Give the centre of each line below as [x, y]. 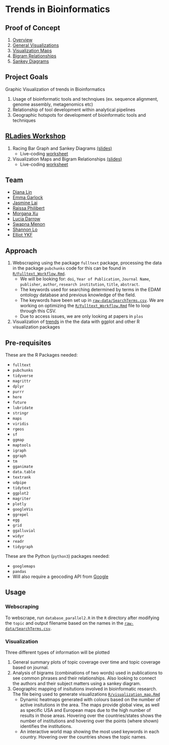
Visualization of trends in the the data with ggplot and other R [76, 322]
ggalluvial [24, 531]
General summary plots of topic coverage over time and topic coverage [87, 662]
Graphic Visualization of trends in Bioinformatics [55, 89]
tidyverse [23, 376]
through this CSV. [38, 311]
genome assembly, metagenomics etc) [53, 104]
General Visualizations [36, 45]
